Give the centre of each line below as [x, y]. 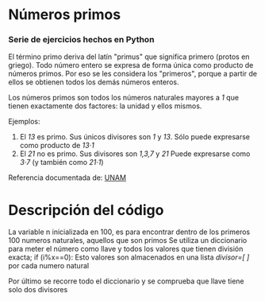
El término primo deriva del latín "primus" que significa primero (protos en [129, 57]
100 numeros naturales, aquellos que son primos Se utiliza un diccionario [128, 240]
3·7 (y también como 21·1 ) [62, 162]
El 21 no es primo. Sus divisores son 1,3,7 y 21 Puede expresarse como [135, 154]
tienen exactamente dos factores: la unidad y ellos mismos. [105, 106]
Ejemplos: [25, 122]
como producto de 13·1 [57, 146]
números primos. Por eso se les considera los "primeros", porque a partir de [133, 74]
